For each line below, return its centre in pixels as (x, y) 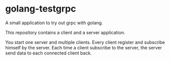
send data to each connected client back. (49, 53)
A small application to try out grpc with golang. (54, 23)
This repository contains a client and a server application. (65, 32)
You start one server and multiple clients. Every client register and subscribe (85, 42)
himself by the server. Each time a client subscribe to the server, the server (84, 47)
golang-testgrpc (41, 9)
